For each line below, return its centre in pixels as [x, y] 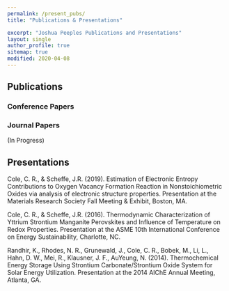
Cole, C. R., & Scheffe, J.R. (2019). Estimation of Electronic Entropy [103, 179]
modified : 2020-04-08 [39, 59]
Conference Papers [41, 107]
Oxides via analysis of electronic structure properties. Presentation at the [112, 194]
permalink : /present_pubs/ [46, 14]
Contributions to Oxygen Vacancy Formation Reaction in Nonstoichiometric [115, 187]
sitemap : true [28, 52]
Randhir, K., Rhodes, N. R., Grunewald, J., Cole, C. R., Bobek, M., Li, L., [108, 251]
